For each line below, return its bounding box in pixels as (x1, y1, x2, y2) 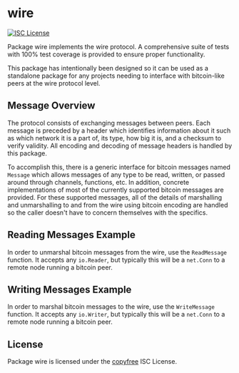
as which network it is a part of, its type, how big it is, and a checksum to (7, 133, 222, 142)
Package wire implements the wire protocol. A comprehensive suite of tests (7, 42, 230, 51)
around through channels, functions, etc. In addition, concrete (7, 178, 190, 186)
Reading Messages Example (7, 229, 136, 241)
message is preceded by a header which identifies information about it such (7, 126, 231, 135)
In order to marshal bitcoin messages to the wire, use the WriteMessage (7, 302, 215, 311)
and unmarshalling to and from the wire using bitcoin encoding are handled (7, 200, 228, 209)
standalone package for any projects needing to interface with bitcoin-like (7, 71, 225, 80)
